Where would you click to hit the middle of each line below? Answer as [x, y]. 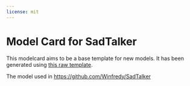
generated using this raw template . [49, 64]
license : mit [23, 12]
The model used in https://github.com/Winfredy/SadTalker [79, 76]
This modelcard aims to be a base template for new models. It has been [95, 58]
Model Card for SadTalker [71, 41]
